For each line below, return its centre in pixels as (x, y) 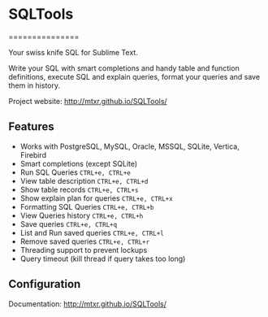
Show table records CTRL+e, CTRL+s (79, 189)
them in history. (35, 85)
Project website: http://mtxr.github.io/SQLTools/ (88, 101)
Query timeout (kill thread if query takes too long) (103, 258)
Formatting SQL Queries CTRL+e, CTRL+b (87, 206)
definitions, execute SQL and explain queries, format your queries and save (134, 76)
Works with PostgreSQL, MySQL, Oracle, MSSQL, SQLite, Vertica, (130, 146)
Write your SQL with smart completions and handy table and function (124, 68)
